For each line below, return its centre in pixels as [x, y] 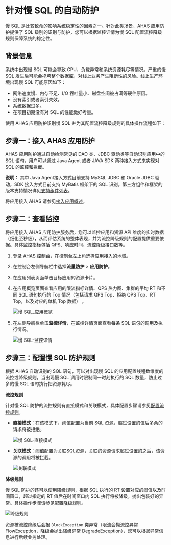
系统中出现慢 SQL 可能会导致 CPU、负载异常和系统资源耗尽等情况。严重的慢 [86, 69]
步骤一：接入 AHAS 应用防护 [50, 141]
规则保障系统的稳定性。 [30, 38]
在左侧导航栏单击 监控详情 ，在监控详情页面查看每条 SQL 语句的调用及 [86, 323]
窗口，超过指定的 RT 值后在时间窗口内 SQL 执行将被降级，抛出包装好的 [84, 496]
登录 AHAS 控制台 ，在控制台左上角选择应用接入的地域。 [72, 256]
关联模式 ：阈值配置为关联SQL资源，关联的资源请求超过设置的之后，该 [87, 451]
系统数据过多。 [28, 106]
